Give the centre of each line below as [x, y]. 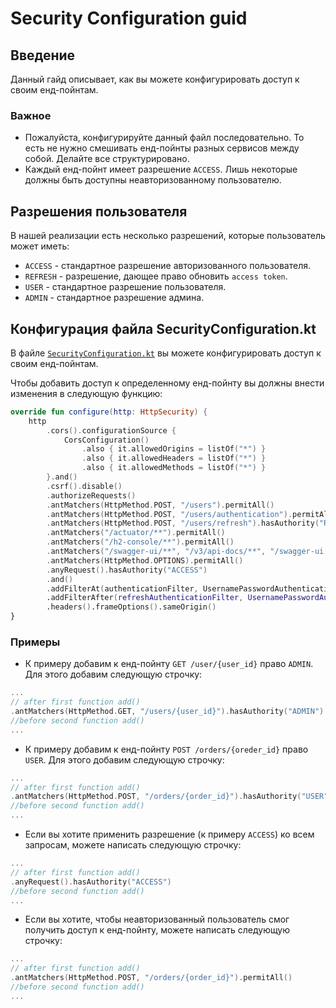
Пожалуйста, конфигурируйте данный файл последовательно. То [164, 138]
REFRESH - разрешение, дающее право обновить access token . [156, 276]
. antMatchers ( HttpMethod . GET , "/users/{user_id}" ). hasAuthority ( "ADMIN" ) [167, 712]
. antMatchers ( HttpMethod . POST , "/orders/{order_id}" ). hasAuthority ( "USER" [169, 797]
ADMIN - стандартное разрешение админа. [114, 298]
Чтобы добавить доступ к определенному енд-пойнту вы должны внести [167, 383]
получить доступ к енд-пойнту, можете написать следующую [157, 930]
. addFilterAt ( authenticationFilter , [122, 588]
